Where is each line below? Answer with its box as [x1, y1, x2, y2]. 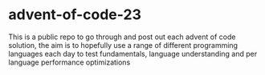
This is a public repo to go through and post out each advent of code [8, 32, 236, 41]
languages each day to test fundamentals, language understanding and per [8, 49, 258, 58]
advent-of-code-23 [8, 6, 142, 24]
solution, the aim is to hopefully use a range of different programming [8, 40, 238, 49]
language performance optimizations [8, 57, 131, 67]
